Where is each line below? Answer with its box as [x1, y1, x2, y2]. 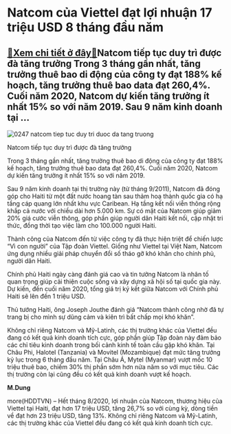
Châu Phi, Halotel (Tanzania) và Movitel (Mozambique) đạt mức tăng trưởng [7, 348, 221, 356]
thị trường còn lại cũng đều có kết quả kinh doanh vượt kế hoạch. [7, 371, 192, 378]
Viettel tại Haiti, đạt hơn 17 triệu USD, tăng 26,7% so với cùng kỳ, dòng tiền [7, 404, 218, 412]
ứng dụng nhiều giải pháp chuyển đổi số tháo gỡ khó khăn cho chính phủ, [7, 250, 216, 257]
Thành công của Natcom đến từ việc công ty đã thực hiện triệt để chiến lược [7, 235, 223, 243]
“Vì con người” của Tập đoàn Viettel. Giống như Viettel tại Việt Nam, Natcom [7, 242, 222, 250]
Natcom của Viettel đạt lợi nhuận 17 [7, 5, 212, 21]
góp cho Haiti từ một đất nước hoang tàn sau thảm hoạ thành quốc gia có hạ [7, 192, 223, 200]
